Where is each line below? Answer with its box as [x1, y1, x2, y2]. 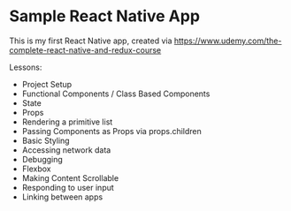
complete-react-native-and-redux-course [9, 44, 162, 55]
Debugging [21, 154, 64, 164]
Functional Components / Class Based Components [21, 88, 211, 99]
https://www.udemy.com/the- [173, 35, 282, 46]
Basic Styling [21, 135, 70, 146]
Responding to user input [21, 182, 115, 192]
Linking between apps [21, 192, 103, 202]
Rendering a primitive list [21, 117, 113, 127]
